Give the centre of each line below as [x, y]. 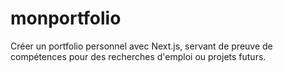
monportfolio [66, 18]
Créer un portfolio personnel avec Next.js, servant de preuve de [141, 46]
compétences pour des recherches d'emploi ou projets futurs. [138, 56]
